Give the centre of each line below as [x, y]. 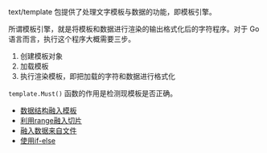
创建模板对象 [41, 56]
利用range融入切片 [51, 120]
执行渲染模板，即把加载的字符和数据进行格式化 [97, 76]
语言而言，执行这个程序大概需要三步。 [72, 39]
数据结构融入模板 [48, 110]
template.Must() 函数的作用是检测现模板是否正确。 [93, 93]
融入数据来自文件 [48, 130]
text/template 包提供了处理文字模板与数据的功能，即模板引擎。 [113, 12]
